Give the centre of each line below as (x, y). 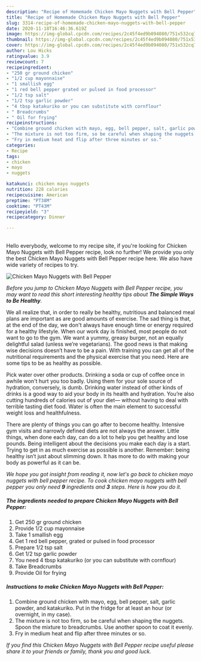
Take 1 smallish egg (39, 535)
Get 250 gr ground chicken (48, 522)
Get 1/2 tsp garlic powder (46, 554)
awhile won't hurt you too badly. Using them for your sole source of (89, 381)
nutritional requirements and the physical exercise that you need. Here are (98, 357)
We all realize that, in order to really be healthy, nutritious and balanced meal (100, 312)
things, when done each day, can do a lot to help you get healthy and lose (97, 437)
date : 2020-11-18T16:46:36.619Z (46, 28)
